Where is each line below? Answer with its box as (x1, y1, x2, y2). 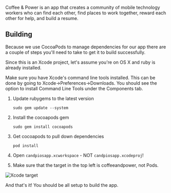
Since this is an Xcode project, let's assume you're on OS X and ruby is (5, 59, 156, 65)
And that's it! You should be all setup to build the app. (5, 182, 119, 188)
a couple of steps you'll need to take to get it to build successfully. (5, 49, 146, 55)
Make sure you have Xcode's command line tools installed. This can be (5, 74, 156, 81)
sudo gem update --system (12, 105, 68, 110)
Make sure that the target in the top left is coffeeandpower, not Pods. (12, 162, 159, 168)
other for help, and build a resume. (5, 15, 79, 21)
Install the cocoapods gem (12, 114, 69, 120)
